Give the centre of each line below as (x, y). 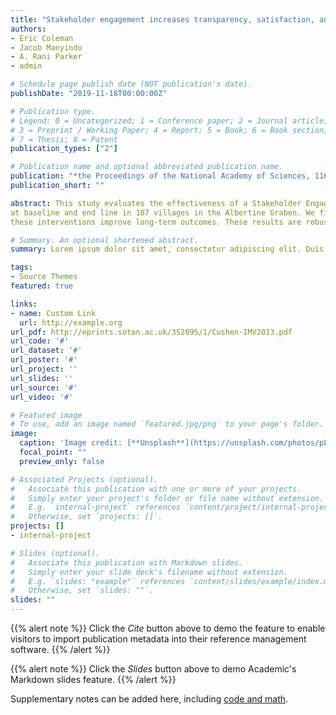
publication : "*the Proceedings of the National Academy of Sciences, (160, 176)
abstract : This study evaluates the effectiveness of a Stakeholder (156, 203)
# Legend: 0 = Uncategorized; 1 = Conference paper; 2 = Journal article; (169, 121)
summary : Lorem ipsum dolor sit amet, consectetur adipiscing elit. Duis (167, 249)
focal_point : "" (53, 452)
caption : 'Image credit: (71, 443)
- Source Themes (44, 277)
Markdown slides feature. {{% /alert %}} (93, 679)
